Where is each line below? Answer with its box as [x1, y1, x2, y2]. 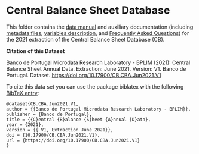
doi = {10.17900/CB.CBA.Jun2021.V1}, [6, 132, 100, 138]
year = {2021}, [6, 121, 44, 128]
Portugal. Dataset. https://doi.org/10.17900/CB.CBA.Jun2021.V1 [6, 71, 161, 78]
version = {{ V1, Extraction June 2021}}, [6, 127, 114, 133]
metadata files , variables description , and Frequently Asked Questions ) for [6, 29, 189, 36]
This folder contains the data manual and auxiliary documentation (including [6, 23, 194, 30]
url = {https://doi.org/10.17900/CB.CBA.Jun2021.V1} [6, 137, 140, 143]
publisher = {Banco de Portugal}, [6, 111, 93, 117]
